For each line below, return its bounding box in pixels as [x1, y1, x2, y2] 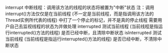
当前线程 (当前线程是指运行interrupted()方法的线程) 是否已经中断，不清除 [5, 36, 158, 42]
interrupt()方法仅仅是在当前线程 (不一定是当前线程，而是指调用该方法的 [5, 11, 154, 17]
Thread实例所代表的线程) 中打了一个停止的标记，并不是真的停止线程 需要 [5, 17, 158, 23]
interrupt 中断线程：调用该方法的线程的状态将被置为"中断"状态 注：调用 [5, 5, 155, 10]
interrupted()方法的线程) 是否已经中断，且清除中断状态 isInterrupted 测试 [9, 30, 162, 35]
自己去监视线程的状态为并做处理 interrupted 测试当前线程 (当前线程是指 [9, 23, 158, 29]
